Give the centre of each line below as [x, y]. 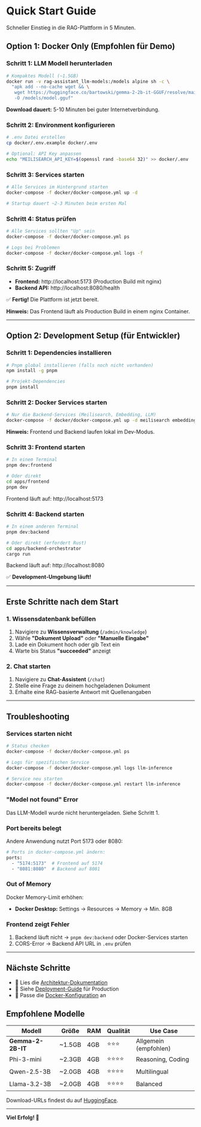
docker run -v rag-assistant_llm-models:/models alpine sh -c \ [88, 81]
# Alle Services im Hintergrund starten [57, 187]
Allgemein [150, 1041]
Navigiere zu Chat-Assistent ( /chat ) [60, 680]
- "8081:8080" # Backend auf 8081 [56, 869]
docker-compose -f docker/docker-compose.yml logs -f [75, 253]
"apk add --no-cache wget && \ [51, 87]
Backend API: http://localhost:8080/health [67, 288]
